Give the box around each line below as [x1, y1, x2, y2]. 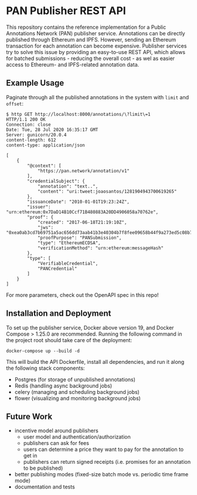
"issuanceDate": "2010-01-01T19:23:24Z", [27, 199, 130, 205]
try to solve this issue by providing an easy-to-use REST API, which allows [6, 48, 186, 55]
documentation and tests [14, 483, 75, 490]
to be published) [23, 464, 63, 471]
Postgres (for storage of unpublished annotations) [14, 376, 136, 383]
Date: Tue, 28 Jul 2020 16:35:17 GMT [6, 126, 98, 133]
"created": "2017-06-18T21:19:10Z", [37, 219, 127, 225]
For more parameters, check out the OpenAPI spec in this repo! [6, 291, 159, 298]
